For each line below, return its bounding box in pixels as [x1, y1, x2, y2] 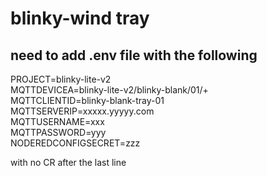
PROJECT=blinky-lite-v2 [10, 73, 112, 85]
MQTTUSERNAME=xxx [10, 116, 105, 127]
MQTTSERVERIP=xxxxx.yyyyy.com [10, 105, 155, 117]
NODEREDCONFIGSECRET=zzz [10, 137, 141, 149]
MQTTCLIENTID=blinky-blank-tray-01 [10, 95, 165, 106]
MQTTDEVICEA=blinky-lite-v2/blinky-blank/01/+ [10, 84, 209, 96]
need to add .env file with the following [10, 47, 258, 64]
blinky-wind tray [10, 7, 150, 30]
